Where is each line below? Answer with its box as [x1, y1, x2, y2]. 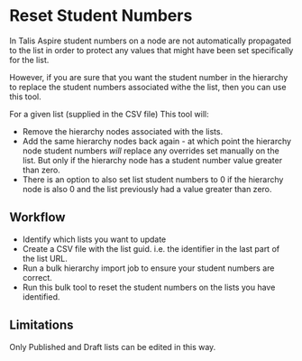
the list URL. [22, 253, 68, 264]
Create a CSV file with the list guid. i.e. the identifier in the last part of [22, 243, 280, 254]
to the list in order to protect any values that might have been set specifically [9, 44, 294, 55]
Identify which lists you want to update [22, 234, 167, 245]
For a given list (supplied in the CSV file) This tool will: [9, 108, 209, 119]
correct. [22, 272, 52, 282]
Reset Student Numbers [9, 5, 193, 26]
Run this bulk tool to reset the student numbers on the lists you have [22, 282, 276, 292]
